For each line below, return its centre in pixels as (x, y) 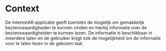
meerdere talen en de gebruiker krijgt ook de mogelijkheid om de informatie (83, 38)
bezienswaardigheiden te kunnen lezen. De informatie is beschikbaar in (79, 33)
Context (22, 9)
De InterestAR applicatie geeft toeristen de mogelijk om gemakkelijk (75, 22)
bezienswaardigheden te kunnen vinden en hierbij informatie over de (76, 27)
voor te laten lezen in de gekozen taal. (44, 43)
